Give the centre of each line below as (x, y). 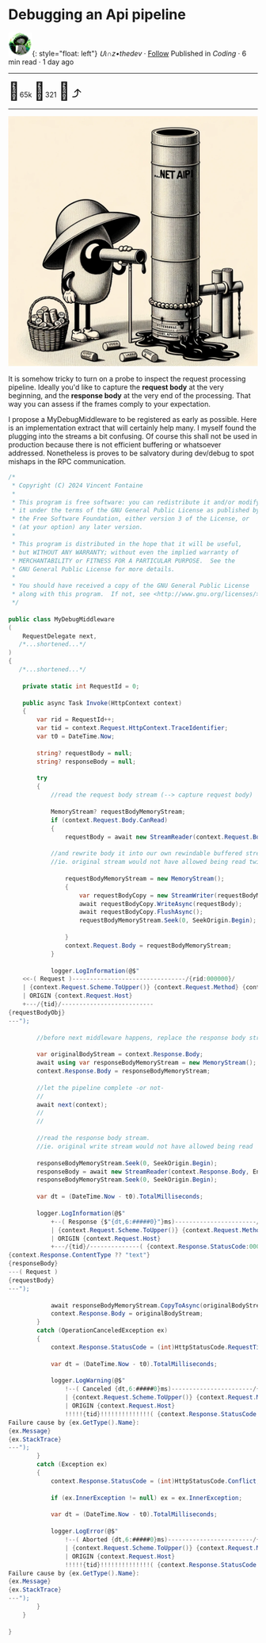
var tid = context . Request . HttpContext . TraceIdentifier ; (132, 728)
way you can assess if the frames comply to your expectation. (110, 404)
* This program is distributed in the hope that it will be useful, (127, 544)
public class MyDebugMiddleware (61, 619)
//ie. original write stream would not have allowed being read (145, 1146)
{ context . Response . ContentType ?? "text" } (79, 1255)
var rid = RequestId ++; (76, 720)
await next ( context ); (72, 1104)
